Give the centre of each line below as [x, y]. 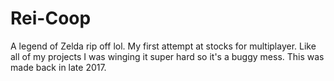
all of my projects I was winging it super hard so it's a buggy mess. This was [167, 56]
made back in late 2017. [58, 67]
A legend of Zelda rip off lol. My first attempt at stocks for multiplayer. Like [163, 46]
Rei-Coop [51, 18]
